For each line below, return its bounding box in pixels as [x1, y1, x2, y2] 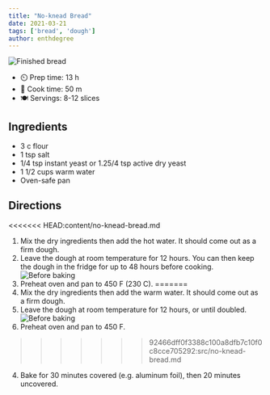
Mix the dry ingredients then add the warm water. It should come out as [19, 288, 259, 297]
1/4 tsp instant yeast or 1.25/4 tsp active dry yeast [19, 158, 187, 168]
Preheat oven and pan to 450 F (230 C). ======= [19, 279, 188, 288]
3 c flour [19, 141, 49, 151]
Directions [8, 199, 62, 212]
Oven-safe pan [19, 175, 70, 186]
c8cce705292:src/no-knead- [149, 346, 247, 355]
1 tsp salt [19, 150, 50, 160]
